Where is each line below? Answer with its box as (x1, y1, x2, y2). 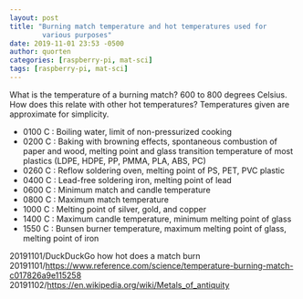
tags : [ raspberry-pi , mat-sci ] (9, 65, 129, 74)
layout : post (9, 13, 59, 23)
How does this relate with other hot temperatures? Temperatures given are (9, 98, 290, 109)
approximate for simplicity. (9, 108, 110, 119)
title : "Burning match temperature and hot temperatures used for (9, 22, 267, 31)
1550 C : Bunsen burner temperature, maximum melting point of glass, (22, 222, 287, 233)
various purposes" (42, 30, 112, 39)
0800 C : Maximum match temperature (22, 193, 169, 205)
